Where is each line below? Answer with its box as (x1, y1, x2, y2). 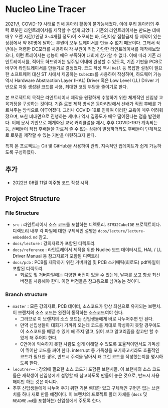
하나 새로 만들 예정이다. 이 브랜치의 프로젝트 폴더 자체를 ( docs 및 (22, 391, 147, 397)
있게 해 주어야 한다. (20, 335, 58, 341)
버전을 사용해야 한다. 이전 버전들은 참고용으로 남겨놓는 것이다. (20, 278, 140, 284)
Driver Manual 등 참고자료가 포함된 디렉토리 (12, 253, 99, 259)
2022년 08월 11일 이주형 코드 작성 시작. (12, 180, 90, 186)
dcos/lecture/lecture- (98, 229, 145, 234)
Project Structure (5, 195, 60, 203)
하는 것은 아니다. (26, 378, 59, 384)
